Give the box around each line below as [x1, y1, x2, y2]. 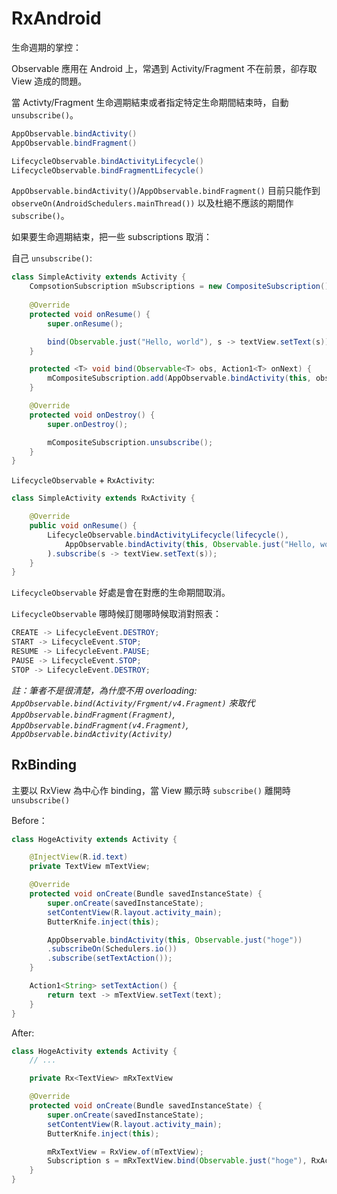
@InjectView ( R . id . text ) [29, 852, 129, 862]
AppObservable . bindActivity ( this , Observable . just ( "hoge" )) [47, 935, 303, 945]
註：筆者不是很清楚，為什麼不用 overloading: [11, 684, 198, 696]
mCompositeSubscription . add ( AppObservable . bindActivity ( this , [47, 373, 312, 384]
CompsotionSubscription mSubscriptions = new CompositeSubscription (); [29, 282, 334, 292]
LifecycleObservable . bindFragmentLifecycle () [11, 165, 204, 176]
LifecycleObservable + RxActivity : [11, 474, 155, 486]
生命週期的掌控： [11, 41, 82, 53]
